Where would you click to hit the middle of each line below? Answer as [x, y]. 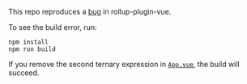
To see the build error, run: [53, 27]
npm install [28, 42]
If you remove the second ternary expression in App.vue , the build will [124, 64]
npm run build [32, 49]
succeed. [24, 73]
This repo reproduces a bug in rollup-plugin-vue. [90, 12]
